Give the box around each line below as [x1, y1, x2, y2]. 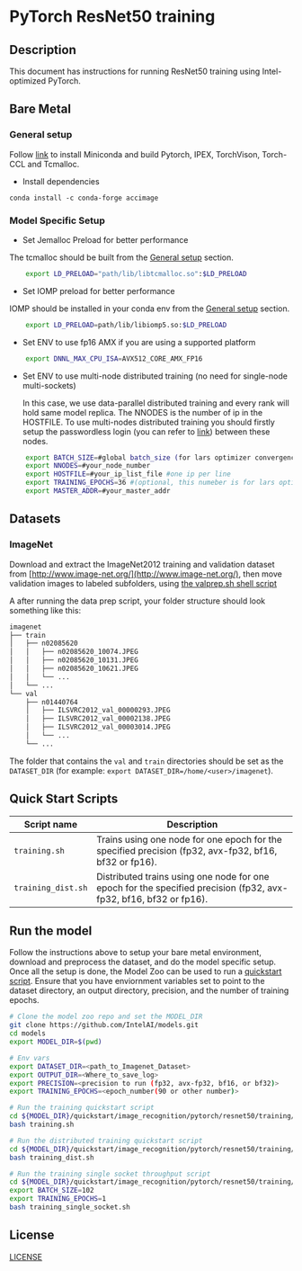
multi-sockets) [22, 380, 76, 390]
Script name [23, 818, 78, 830]
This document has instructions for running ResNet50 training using [9, 66, 261, 76]
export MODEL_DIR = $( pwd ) [9, 1037, 102, 1047]
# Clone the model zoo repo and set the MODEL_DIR [9, 1012, 203, 1022]
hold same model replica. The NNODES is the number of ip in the [22, 407, 263, 417]
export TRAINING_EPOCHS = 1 [9, 1195, 106, 1204]
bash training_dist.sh [9, 1153, 94, 1162]
